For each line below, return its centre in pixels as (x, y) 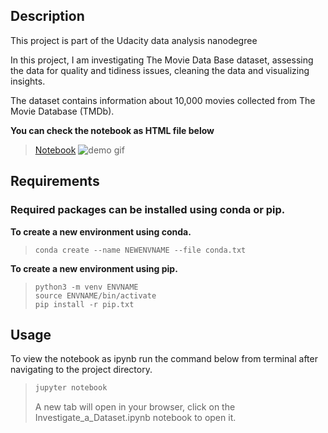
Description (47, 16)
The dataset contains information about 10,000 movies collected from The (163, 100)
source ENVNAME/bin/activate (95, 295)
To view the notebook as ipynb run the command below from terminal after (164, 359)
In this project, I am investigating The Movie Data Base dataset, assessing (162, 60)
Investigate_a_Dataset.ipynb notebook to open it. (135, 418)
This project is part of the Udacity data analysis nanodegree (134, 40)
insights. (28, 81)
